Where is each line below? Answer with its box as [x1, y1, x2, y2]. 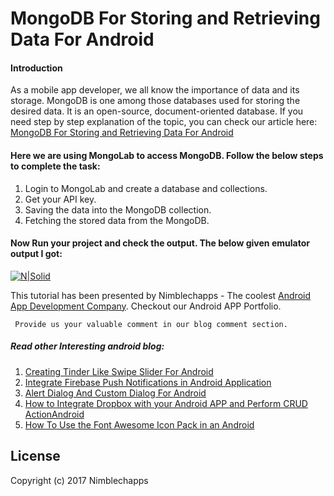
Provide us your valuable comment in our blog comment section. [14, 319, 288, 329]
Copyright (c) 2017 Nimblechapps [10, 474, 149, 486]
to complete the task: [10, 160, 101, 172]
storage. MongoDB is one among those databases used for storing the [10, 95, 301, 107]
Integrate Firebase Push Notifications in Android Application [24, 376, 272, 388]
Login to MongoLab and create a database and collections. [24, 182, 268, 194]
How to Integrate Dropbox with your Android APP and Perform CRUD [24, 397, 308, 409]
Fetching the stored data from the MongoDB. [24, 214, 210, 226]
